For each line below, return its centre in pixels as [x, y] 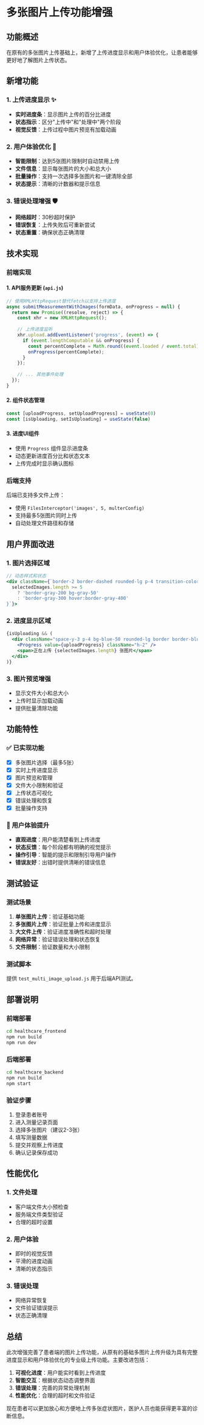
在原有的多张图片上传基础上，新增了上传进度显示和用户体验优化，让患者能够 [102, 53]
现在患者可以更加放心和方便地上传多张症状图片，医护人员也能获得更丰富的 [99, 1409]
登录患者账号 [31, 1114]
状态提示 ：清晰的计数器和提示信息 [58, 183]
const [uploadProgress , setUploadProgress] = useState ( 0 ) [81, 413]
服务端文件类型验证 [39, 1214]
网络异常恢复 [31, 1301]
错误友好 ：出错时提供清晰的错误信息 [60, 862]
